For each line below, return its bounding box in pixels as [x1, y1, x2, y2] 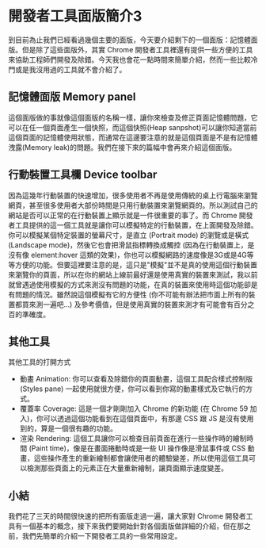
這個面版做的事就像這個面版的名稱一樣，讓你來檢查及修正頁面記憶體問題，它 [8, 113, 258, 122]
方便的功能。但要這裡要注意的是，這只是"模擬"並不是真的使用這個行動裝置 [14, 259, 258, 270]
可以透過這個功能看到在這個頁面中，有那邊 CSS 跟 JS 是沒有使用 [43, 414, 254, 423]
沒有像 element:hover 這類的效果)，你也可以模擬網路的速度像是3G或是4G [8, 250, 248, 259]
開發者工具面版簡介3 [8, 7, 142, 25]
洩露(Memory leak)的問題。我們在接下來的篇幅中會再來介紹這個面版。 [8, 142, 237, 151]
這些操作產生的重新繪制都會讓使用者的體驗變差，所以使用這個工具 [33, 454, 249, 463]
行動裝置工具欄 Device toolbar [8, 168, 158, 182]
